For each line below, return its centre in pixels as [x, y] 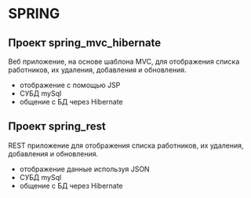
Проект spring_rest [57, 126]
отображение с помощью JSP [70, 85]
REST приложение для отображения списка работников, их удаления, [126, 145]
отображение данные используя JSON [85, 169]
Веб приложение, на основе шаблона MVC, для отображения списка [124, 61]
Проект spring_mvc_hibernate [85, 43]
